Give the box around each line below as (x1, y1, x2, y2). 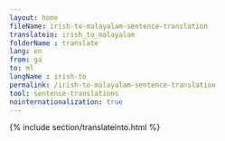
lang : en (9, 47, 42, 56)
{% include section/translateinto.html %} (9, 122, 161, 133)
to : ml (9, 64, 34, 73)
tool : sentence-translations (9, 89, 119, 98)
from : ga (9, 55, 42, 64)
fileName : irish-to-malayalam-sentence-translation (9, 22, 208, 31)
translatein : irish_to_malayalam (9, 30, 136, 39)
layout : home (9, 13, 59, 23)
